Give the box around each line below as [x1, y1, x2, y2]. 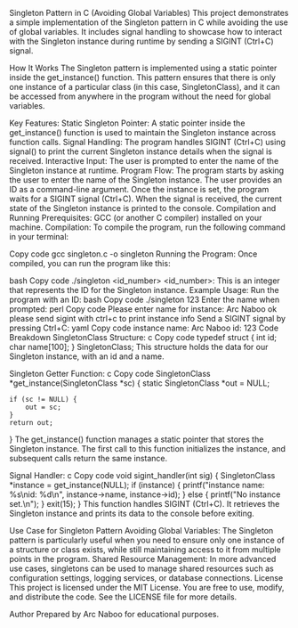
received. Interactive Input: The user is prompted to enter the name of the [9, 156, 279, 166]
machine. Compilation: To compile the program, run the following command [9, 222, 286, 232]
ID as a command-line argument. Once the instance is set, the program [9, 184, 270, 194]
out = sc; [25, 403, 62, 412]
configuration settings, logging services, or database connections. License [9, 573, 284, 583]
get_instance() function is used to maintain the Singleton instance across [9, 127, 277, 137]
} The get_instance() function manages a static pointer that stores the [9, 434, 264, 444]
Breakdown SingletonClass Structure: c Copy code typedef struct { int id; [9, 332, 278, 342]
